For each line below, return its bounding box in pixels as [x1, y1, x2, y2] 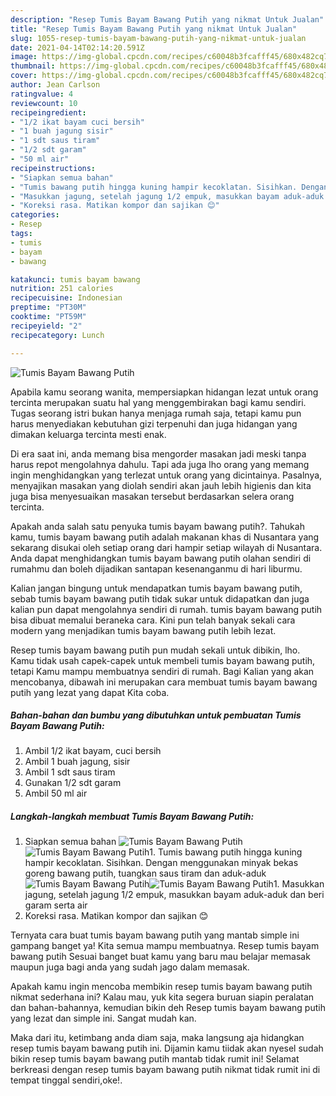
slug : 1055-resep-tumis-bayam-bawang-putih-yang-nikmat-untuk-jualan [10, 33, 307, 43]
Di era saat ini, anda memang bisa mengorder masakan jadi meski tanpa [10, 447, 307, 460]
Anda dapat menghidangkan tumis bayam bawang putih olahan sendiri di [10, 552, 312, 564]
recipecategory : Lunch [10, 330, 105, 340]
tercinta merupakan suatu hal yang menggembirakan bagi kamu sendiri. [10, 396, 307, 408]
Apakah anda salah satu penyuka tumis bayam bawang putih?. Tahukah [10, 520, 305, 532]
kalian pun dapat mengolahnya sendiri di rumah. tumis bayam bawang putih [10, 603, 323, 615]
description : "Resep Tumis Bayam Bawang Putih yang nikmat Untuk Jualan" [10, 14, 325, 25]
